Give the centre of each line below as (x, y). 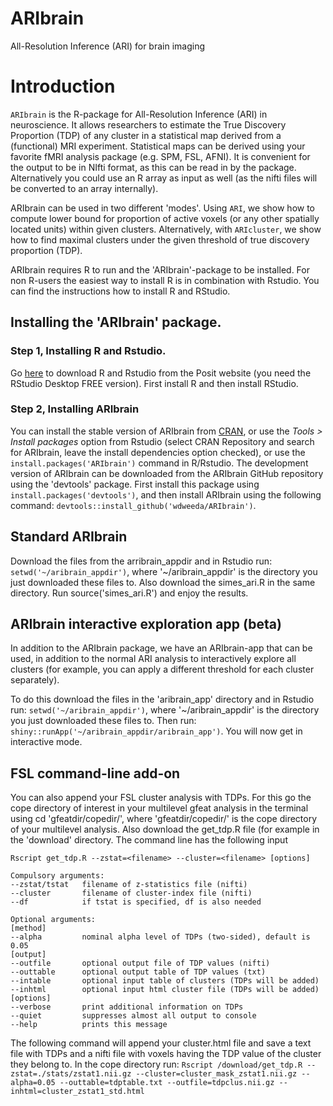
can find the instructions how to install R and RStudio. (120, 291)
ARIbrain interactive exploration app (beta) (146, 624)
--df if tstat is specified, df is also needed (136, 902)
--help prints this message (89, 1025)
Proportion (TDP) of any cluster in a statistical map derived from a (146, 135)
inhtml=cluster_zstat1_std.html (77, 1092)
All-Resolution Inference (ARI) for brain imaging (108, 46)
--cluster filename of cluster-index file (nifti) (131, 893)
